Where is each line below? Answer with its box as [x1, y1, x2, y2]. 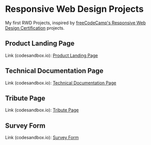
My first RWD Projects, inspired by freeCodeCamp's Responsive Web [5, 20, 146, 26]
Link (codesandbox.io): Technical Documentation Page [5, 80, 116, 86]
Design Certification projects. [5, 25, 65, 31]
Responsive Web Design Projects [5, 3, 144, 15]
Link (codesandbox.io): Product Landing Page [5, 52, 98, 58]
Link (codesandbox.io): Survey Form [5, 135, 79, 141]
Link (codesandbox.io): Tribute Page [5, 107, 79, 113]
